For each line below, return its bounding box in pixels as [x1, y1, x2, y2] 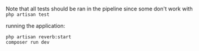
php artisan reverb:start [5, 34, 71, 40]
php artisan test [5, 12, 50, 18]
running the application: [5, 22, 65, 29]
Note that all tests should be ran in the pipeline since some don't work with [5, 5, 193, 12]
